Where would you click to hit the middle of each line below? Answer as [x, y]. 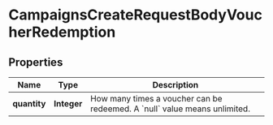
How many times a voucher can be [156, 99]
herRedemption [62, 32]
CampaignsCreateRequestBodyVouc [135, 15]
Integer [68, 103]
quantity [29, 103]
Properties [36, 62]
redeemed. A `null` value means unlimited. [170, 109]
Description [175, 85]
